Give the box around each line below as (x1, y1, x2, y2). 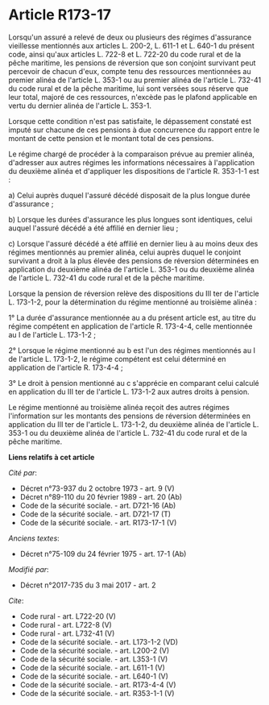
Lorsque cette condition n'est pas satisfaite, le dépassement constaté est (8, 116, 252, 126)
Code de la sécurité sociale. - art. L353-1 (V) (19, 654, 168, 664)
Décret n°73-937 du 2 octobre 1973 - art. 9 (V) (19, 483, 175, 493)
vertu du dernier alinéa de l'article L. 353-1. (8, 101, 151, 110)
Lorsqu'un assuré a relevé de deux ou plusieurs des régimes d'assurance (8, 32, 252, 42)
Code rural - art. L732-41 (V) (19, 628, 115, 638)
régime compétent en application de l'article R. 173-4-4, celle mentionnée (8, 321, 253, 331)
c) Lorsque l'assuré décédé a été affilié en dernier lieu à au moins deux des (8, 238, 259, 248)
